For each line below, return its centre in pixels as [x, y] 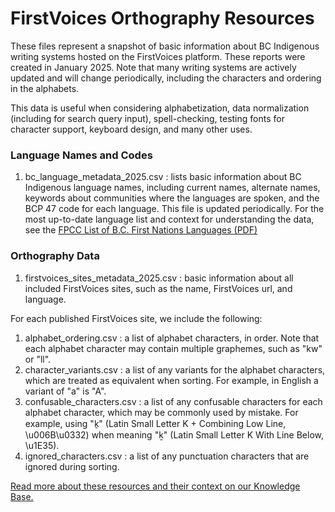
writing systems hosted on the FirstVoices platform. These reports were [158, 56]
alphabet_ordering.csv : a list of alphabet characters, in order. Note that [172, 338]
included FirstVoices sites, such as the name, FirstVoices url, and [158, 288]
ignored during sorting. [72, 466]
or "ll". [38, 359]
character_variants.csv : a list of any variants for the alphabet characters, [175, 369]
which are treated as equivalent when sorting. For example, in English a [171, 380]
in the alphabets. [45, 88]
